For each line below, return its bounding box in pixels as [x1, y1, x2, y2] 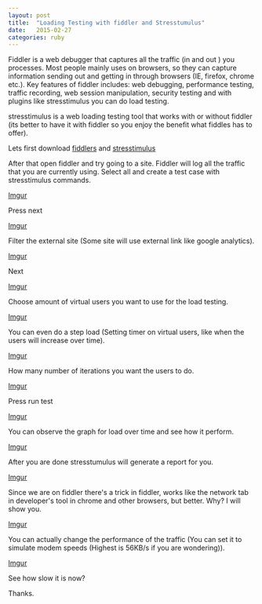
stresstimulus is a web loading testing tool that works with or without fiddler [8, 111, 253, 122]
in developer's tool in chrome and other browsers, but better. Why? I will [8, 496, 241, 506]
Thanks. [8, 589, 35, 599]
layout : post [8, 11, 51, 20]
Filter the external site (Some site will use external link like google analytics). [8, 236, 255, 246]
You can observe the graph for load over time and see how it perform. [8, 427, 234, 436]
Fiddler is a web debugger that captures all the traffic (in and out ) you [8, 55, 235, 64]
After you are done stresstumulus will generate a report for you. [8, 457, 214, 467]
